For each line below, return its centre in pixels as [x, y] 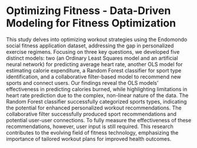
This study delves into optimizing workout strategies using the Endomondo [97, 39]
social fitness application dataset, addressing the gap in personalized [90, 46]
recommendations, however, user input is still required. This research [90, 126]
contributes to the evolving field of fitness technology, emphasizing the [92, 132]
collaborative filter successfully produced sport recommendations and [91, 114]
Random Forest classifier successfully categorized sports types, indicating [96, 101]
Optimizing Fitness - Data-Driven [89, 11]
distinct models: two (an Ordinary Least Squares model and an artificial [92, 58]
